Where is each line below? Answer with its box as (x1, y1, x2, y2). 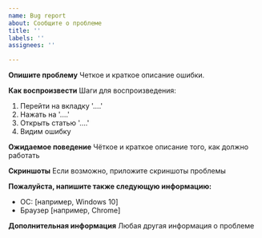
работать (8, 151, 40, 161)
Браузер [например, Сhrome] (19, 205, 121, 216)
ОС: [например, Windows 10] (19, 197, 119, 207)
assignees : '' (8, 42, 56, 50)
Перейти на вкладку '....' (19, 101, 103, 111)
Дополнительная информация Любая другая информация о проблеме (8, 221, 255, 231)
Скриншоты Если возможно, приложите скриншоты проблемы (8, 166, 227, 176)
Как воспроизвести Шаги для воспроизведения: (8, 85, 176, 96)
